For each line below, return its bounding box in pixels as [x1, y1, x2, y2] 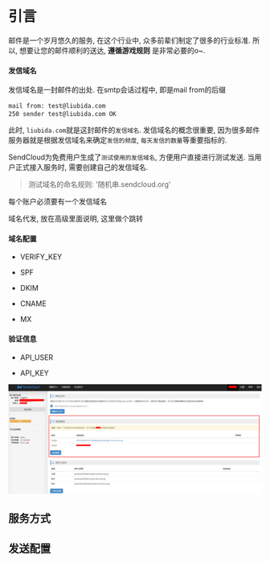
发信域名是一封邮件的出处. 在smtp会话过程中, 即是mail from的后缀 [8, 85, 227, 95]
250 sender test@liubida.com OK [8, 110, 117, 118]
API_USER [19, 352, 54, 362]
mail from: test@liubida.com [8, 102, 106, 110]
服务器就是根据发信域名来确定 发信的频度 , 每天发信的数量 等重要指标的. [8, 135, 227, 145]
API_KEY [19, 368, 50, 378]
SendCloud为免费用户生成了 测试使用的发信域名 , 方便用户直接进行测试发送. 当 [8, 152, 255, 162]
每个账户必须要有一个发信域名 [8, 196, 107, 206]
